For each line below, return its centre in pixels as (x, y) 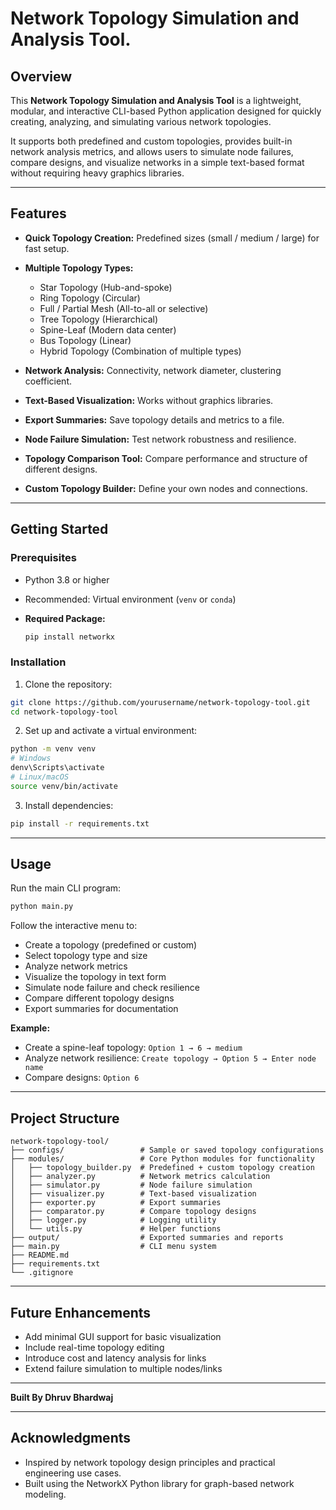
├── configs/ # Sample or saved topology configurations (167, 1150)
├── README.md (40, 1255)
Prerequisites (43, 558)
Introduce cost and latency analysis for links (115, 1358)
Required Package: (65, 618)
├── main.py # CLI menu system (113, 1247)
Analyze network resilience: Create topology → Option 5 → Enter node (170, 1058)
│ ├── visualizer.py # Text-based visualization (133, 1194)
